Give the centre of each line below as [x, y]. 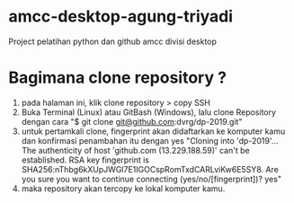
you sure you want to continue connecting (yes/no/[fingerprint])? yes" [151, 179]
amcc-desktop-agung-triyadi [121, 17]
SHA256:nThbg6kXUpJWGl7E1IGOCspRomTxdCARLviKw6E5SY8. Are [150, 169]
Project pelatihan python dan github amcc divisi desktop [113, 41]
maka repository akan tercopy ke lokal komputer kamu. [123, 188]
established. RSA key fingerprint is [85, 160]
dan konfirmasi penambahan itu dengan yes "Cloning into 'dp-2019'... [150, 140]
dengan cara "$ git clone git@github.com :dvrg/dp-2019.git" [132, 121]
